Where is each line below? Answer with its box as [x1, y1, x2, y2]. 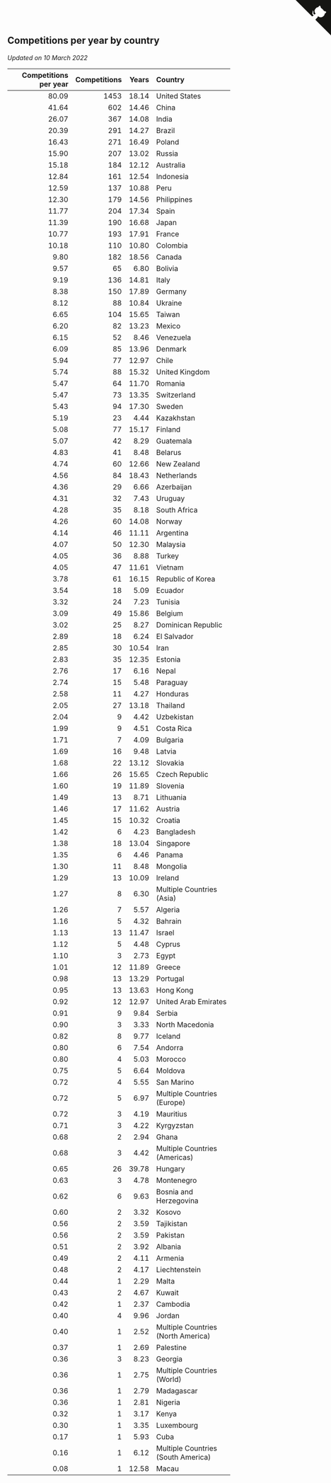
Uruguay [156, 493, 185, 503]
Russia [156, 149, 179, 158]
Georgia [156, 1354, 182, 1363]
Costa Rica [156, 723, 192, 733]
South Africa [156, 504, 198, 514]
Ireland [156, 872, 180, 882]
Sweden [156, 401, 184, 411]
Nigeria [156, 1397, 180, 1407]
